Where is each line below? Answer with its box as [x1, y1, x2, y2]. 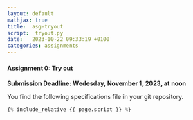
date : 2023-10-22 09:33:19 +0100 [7, 36, 110, 43]
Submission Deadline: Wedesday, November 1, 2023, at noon [7, 79, 187, 87]
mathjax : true [7, 17, 48, 24]
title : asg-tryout [7, 23, 64, 30]
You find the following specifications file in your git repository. [7, 93, 184, 101]
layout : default [7, 10, 54, 17]
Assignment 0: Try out [7, 64, 73, 72]
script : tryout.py [7, 29, 64, 37]
